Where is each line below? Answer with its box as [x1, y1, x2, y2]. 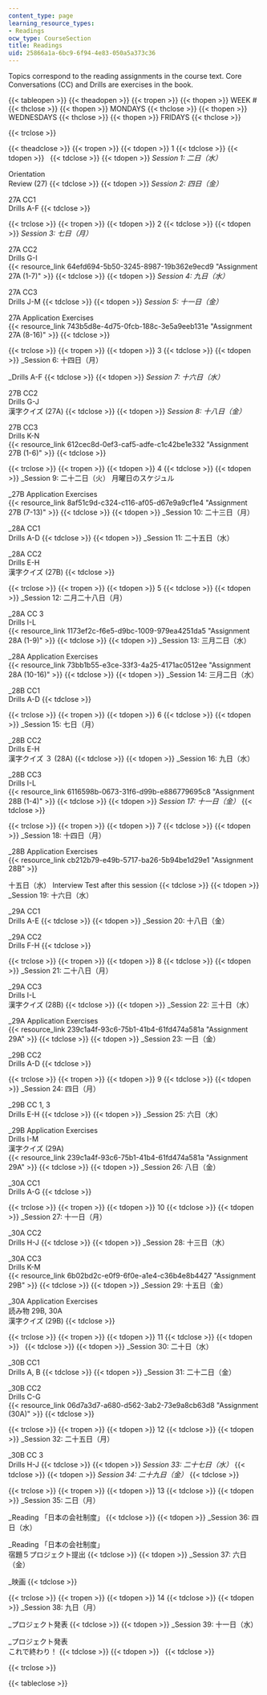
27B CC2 [8, 388, 38, 398]
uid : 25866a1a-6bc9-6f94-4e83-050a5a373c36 [8, 49, 156, 57]
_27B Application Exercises [8, 490, 98, 499]
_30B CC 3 [8, 1451, 44, 1459]
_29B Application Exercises [8, 1126, 99, 1135]
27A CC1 [8, 195, 36, 204]
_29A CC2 [8, 932, 42, 942]
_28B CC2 [8, 736, 42, 745]
